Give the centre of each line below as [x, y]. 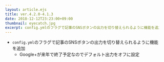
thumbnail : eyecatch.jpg [30, 23]
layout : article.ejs [26, 10]
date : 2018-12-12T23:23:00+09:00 [39, 19]
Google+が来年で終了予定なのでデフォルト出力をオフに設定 [80, 55]
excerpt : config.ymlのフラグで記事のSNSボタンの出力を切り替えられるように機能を [80, 28]
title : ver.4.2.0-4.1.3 [29, 14]
